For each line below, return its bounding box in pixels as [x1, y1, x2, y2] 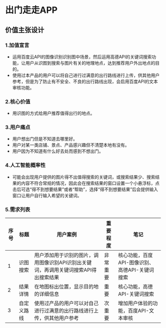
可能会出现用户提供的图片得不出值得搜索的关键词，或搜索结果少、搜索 [12, 174, 156, 180]
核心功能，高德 [118, 283, 153, 290]
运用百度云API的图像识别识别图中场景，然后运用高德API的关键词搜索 [12, 54, 152, 60]
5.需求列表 [5, 206, 31, 213]
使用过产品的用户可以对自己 [34, 300, 99, 307]
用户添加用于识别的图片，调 [34, 252, 99, 259]
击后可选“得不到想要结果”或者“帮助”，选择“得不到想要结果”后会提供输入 [12, 186, 158, 192]
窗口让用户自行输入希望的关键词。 [12, 192, 82, 198]
